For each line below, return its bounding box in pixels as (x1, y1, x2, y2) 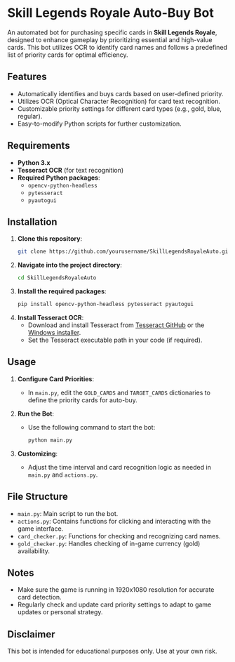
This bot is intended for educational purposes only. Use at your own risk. (7, 647, 217, 656)
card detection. (17, 593, 62, 602)
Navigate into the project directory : (17, 261, 123, 270)
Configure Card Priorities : (17, 374, 95, 383)
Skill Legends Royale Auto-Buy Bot (7, 5, 214, 21)
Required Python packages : (17, 173, 100, 182)
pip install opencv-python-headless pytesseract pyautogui (17, 300, 194, 308)
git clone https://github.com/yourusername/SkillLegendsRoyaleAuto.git (17, 248, 231, 256)
